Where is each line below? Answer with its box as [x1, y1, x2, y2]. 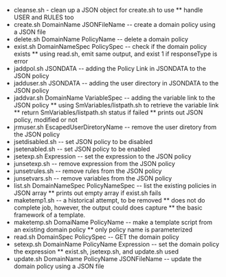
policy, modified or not [13, 116, 78, 123]
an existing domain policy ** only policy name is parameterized [13, 225, 193, 234]
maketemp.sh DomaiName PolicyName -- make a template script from [13, 218, 213, 226]
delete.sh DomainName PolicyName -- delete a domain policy [13, 35, 189, 43]
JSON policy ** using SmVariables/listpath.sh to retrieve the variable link [13, 101, 219, 109]
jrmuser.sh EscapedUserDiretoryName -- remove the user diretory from [13, 123, 217, 131]
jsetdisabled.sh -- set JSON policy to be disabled [13, 138, 153, 145]
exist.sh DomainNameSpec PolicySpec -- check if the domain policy [13, 43, 207, 50]
